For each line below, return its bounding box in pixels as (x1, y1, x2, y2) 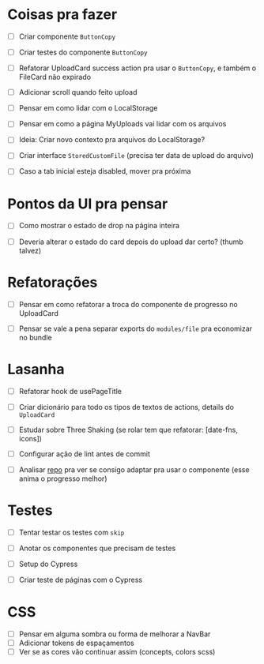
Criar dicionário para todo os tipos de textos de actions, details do (18, 402, 235, 411)
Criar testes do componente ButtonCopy (18, 47, 148, 57)
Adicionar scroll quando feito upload (18, 88, 138, 97)
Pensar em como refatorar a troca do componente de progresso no (18, 299, 238, 309)
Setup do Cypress (18, 559, 78, 568)
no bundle (18, 332, 52, 342)
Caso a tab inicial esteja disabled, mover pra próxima (18, 167, 191, 176)
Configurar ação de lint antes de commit (18, 448, 151, 459)
